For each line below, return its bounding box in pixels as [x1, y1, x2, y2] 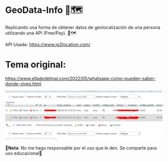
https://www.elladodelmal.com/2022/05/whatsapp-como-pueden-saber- [5, 75, 156, 81]
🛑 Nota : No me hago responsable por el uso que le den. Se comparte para [5, 145, 157, 151]
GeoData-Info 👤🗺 [5, 4, 83, 16]
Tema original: [5, 59, 66, 70]
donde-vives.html [5, 81, 41, 87]
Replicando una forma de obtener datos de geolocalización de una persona [5, 24, 160, 30]
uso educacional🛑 [5, 151, 42, 157]
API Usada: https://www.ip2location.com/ [5, 41, 90, 47]
